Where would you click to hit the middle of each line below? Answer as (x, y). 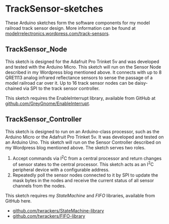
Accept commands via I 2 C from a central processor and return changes (87, 158)
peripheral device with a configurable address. (61, 170)
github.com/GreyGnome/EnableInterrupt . (48, 103)
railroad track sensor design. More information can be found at (71, 28)
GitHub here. (18, 201)
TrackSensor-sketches (54, 9)
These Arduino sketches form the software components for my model (78, 23)
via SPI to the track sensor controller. (61, 88)
